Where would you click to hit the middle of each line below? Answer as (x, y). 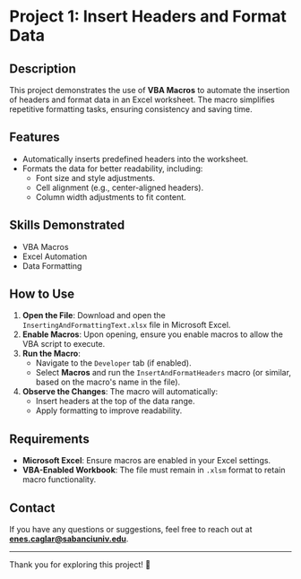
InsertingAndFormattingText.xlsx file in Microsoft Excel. (126, 325)
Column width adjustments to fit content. (111, 197)
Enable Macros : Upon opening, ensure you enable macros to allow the (153, 334)
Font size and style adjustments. (95, 177)
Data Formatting (52, 265)
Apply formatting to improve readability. (109, 410)
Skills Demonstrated (67, 225)
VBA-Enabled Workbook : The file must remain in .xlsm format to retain (154, 470)
